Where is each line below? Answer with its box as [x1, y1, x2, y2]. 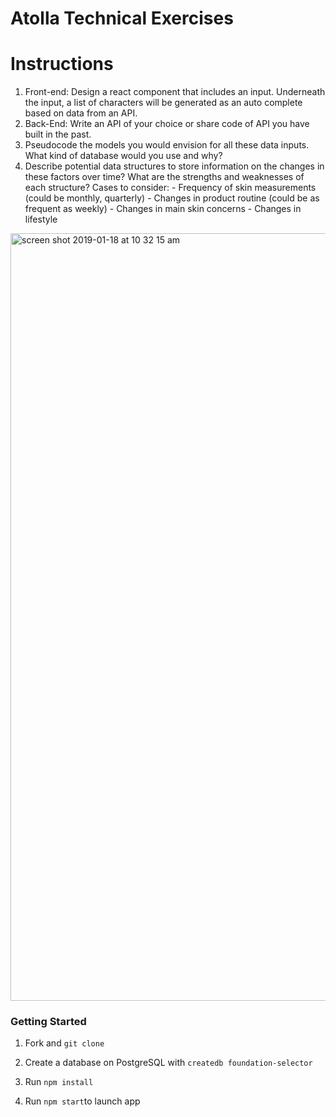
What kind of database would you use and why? [24, 150, 223, 162]
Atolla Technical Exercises [10, 7, 234, 30]
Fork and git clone [24, 1037, 105, 1049]
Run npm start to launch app [24, 1095, 141, 1107]
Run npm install [24, 1076, 94, 1088]
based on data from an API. [24, 107, 138, 119]
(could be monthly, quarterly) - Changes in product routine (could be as [24, 192, 320, 204]
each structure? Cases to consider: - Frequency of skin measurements [24, 182, 317, 194]
